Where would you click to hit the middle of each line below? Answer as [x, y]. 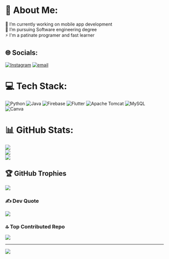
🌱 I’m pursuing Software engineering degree [51, 29]
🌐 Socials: [22, 53]
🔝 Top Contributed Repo [35, 226]
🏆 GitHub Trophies [36, 173]
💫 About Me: [32, 10]
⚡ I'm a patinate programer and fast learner [50, 35]
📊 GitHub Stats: [39, 130]
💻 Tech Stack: [36, 86]
